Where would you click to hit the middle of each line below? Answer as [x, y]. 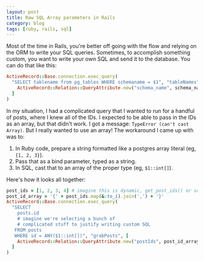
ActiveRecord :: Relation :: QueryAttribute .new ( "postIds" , [90, 241]
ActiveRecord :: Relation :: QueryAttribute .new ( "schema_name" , [95, 88]
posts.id [28, 213]
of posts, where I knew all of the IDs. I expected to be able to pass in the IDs [101, 117]
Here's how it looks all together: [46, 179]
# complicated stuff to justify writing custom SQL [84, 224]
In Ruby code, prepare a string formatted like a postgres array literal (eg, [105, 148]
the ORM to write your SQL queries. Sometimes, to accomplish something [98, 53]
